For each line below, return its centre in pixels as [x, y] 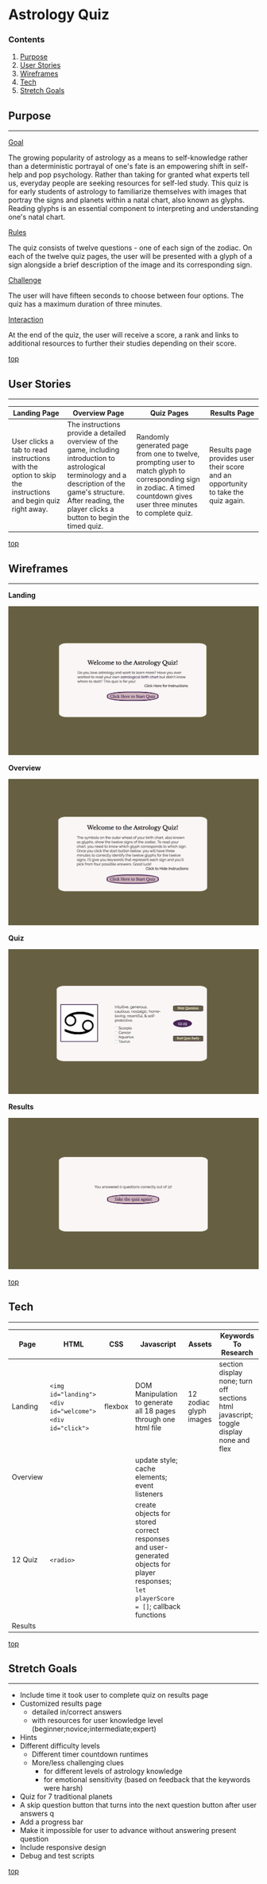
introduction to [91, 458]
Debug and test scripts [57, 1856]
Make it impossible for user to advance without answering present [128, 1831]
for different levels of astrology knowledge [113, 1771]
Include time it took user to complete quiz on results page [114, 1695]
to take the [227, 492]
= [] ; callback [158, 1606]
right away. [30, 509]
